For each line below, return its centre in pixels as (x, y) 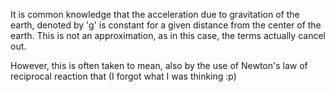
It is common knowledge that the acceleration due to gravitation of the (155, 14)
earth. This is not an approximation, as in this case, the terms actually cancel (168, 35)
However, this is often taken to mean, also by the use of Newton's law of (159, 65)
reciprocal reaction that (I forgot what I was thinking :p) (123, 76)
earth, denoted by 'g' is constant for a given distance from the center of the (166, 25)
